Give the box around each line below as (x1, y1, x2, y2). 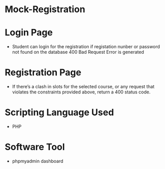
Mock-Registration (5, 4, 86, 15)
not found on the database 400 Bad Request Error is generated (12, 49, 144, 55)
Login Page (5, 27, 53, 39)
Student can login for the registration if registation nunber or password (12, 44, 160, 50)
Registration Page (5, 67, 82, 78)
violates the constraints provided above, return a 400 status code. (12, 89, 151, 95)
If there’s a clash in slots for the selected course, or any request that (12, 84, 155, 90)
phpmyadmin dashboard (12, 158, 64, 164)
